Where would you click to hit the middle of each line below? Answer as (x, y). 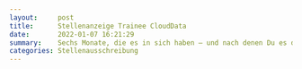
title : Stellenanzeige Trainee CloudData (98, 26)
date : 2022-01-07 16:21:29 (72, 34)
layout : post (42, 17)
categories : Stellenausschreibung (74, 51)
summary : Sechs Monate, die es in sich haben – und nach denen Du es (148, 43)
